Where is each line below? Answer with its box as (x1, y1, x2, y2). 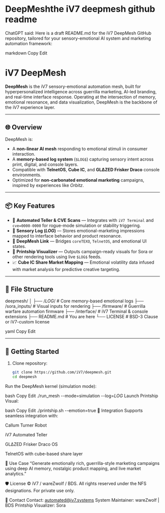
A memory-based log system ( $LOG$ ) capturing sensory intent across (12, 156, 154, 162)
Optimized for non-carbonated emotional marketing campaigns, (12, 177, 145, 183)
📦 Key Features (5, 202, 55, 210)
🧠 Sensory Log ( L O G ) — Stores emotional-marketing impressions (12, 227, 145, 234)
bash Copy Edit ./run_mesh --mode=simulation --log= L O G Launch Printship (5, 393, 159, 399)
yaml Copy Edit (5, 328, 36, 334)
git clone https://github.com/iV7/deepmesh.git (12, 370, 111, 375)
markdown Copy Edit (5, 50, 48, 56)
